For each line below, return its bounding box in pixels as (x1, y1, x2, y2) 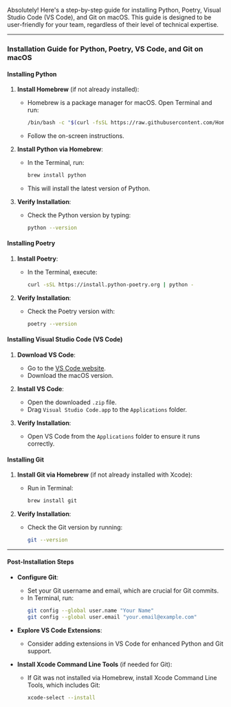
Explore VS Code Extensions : (16, 626, 102, 634)
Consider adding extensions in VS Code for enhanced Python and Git (27, 639, 223, 648)
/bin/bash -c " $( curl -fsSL (27, 119, 108, 126)
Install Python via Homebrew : (16, 145, 103, 153)
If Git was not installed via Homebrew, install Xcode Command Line (27, 673, 217, 681)
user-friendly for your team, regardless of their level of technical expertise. (7, 21, 219, 28)
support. (27, 646, 52, 655)
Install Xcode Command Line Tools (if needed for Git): (16, 660, 173, 668)
